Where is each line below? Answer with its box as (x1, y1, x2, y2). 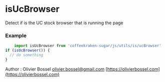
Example (5, 32, 27, 39)
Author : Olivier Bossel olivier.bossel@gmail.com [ (5, 66, 108, 72)
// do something (9, 52, 43, 57)
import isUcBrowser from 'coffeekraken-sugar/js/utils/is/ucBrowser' (14, 43, 162, 48)
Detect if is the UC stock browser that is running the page (5, 20, 124, 26)
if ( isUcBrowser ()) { (5, 48, 50, 53)
